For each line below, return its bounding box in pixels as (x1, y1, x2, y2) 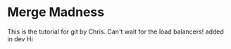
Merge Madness (7, 4, 104, 20)
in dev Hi (7, 34, 33, 43)
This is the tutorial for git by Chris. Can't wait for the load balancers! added (7, 27, 224, 36)
